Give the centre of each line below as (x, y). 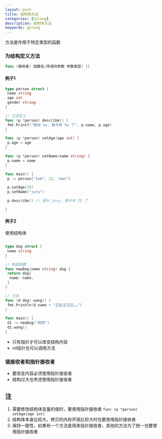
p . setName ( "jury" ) (26, 192)
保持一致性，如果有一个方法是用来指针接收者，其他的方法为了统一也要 (82, 426)
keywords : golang (23, 28)
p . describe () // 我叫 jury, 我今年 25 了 (47, 201)
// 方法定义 (16, 116)
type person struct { (27, 89)
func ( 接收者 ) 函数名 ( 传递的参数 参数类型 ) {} (47, 66)
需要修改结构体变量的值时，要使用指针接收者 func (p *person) (75, 409)
